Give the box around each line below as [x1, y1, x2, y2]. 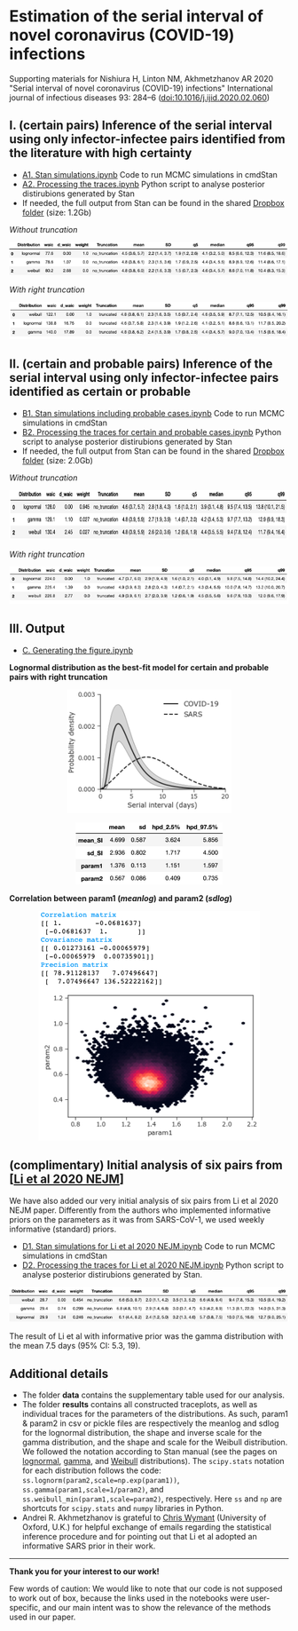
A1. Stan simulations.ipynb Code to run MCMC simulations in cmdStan [21, 169, 278, 179]
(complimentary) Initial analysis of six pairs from [9, 1158, 283, 1173]
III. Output [9, 622, 65, 637]
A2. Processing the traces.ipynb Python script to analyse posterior [21, 178, 265, 189]
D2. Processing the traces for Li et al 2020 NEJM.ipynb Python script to [21, 1259, 284, 1271]
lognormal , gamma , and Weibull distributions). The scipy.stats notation [21, 1456, 286, 1467]
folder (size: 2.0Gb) [21, 455, 93, 465]
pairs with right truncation [9, 671, 108, 682]
